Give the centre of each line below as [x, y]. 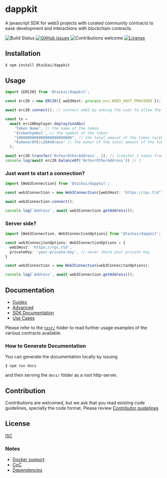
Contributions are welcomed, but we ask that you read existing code [75, 403]
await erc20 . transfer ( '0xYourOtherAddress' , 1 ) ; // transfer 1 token [79, 156]
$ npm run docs [21, 366]
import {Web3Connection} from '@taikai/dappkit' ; [58, 184]
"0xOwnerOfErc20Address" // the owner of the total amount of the [84, 142]
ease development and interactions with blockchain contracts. [69, 28]
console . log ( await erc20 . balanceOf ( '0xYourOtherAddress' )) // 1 [73, 160]
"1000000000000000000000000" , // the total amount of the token [82, 138]
